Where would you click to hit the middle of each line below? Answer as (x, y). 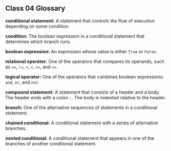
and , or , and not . (22, 82)
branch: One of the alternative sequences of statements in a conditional (81, 107)
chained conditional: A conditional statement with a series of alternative (82, 123)
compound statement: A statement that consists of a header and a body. (83, 92)
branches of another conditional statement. (51, 143)
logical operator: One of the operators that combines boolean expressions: (85, 77)
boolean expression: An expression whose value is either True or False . (81, 51)
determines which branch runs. (38, 41)
